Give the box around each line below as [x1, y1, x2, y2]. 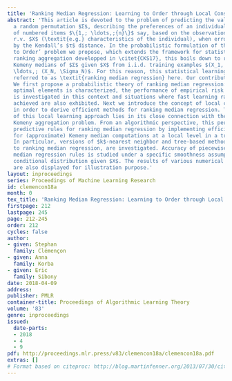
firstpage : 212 [7, 203, 51, 210]
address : [7, 286, 32, 293]
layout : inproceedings [7, 170, 72, 177]
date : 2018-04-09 [7, 280, 57, 286]
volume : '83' [7, 305, 45, 313]
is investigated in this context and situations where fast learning [13, 94, 217, 101]
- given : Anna [7, 254, 48, 261]
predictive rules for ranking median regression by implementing [13, 126, 206, 133]
